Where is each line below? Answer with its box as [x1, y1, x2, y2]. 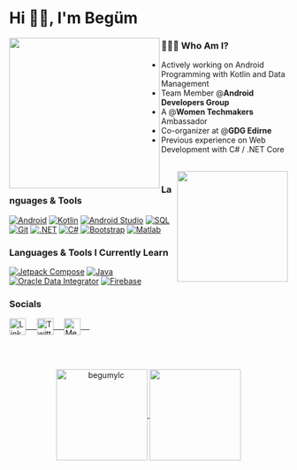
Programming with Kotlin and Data [161, 69, 286, 80]
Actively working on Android [161, 59, 265, 70]
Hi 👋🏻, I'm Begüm [9, 8, 139, 28]
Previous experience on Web [161, 135, 267, 145]
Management [161, 79, 209, 89]
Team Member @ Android [161, 88, 255, 98]
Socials [9, 298, 42, 310]
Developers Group [161, 97, 230, 108]
